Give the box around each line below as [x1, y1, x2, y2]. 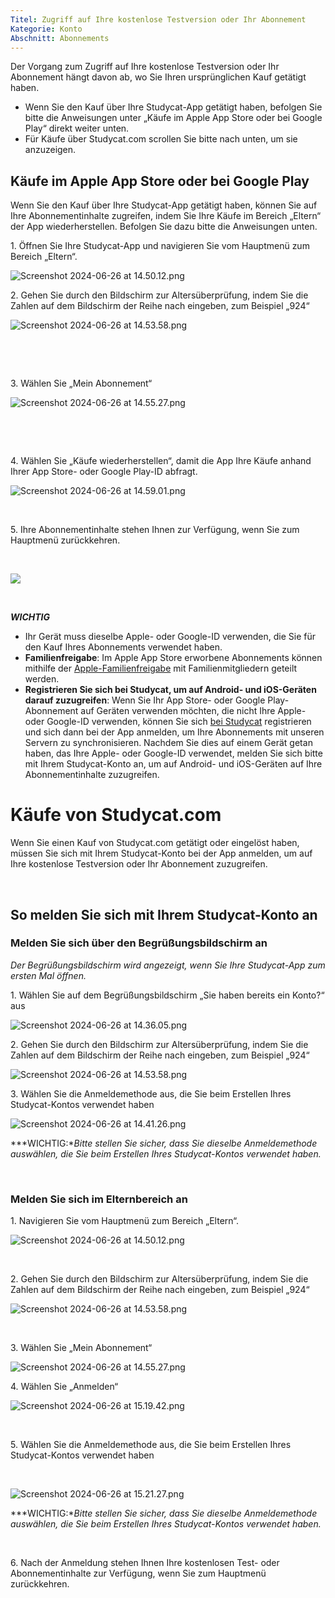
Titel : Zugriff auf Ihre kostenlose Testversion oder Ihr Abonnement [10, 14, 307, 25]
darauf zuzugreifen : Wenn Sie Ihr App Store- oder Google [24, 694, 266, 706]
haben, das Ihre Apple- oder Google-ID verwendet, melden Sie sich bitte [24, 747, 323, 760]
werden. [24, 673, 60, 685]
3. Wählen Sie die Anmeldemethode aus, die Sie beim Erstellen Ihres [10, 1087, 292, 1100]
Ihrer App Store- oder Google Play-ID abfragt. [10, 466, 198, 478]
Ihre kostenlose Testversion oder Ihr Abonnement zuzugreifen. [10, 858, 268, 870]
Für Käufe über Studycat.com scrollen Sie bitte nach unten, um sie [24, 133, 298, 145]
